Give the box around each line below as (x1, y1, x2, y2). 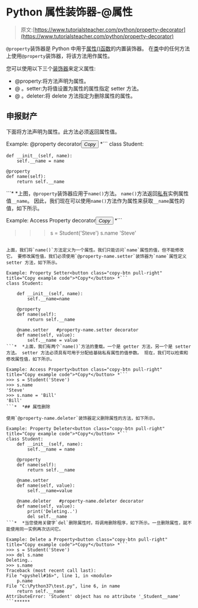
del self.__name (27, 513, 67, 519)
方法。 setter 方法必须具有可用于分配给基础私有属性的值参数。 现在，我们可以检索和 (6, 350, 189, 355)
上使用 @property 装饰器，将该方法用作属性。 (6, 52, 113, 59)
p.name (17, 578, 33, 584)
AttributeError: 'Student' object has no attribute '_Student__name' (6, 593, 181, 599)
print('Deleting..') (27, 508, 78, 515)
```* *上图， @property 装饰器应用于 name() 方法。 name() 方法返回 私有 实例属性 (6, 190, 189, 197)
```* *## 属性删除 (6, 403, 51, 410)
